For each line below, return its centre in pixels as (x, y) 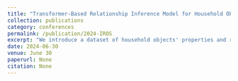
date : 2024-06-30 (33, 46)
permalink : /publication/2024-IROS (60, 33)
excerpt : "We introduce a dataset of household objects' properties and (117, 40)
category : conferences (41, 27)
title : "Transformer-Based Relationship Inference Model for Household (115, 14)
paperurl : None (30, 60)
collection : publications (45, 20)
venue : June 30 (30, 54)
